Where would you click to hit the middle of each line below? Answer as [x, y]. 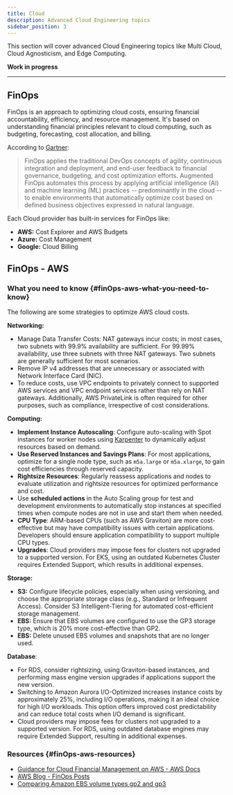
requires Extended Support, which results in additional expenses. [110, 564]
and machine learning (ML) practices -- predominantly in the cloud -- [123, 191]
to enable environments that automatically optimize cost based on [118, 198]
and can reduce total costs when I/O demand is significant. [101, 714]
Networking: [26, 325]
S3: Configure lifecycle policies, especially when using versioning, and [118, 591]
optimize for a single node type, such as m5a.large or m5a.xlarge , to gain [121, 461]
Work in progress [33, 67]
